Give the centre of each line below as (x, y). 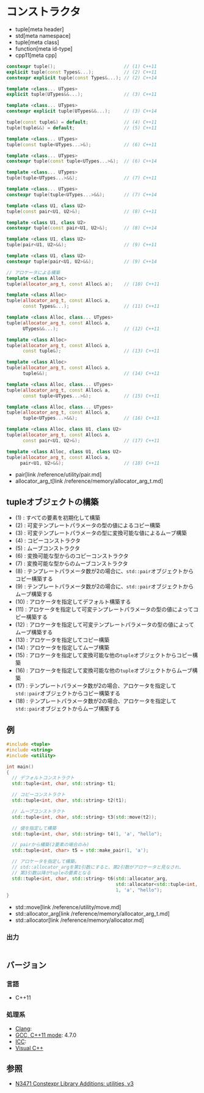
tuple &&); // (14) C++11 (91, 374)
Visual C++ (29, 1048)
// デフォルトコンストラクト (43, 778)
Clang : (24, 1028)
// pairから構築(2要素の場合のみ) (51, 845)
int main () (20, 767)
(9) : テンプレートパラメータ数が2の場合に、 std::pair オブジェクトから (104, 587)
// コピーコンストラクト (39, 795)
